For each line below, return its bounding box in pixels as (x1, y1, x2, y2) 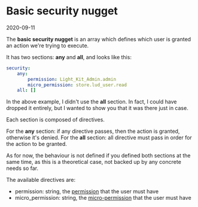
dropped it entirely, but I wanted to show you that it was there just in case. (6, 105, 188, 112)
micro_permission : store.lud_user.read (28, 82, 127, 88)
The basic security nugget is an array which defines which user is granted (6, 35, 191, 42)
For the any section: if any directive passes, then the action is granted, (6, 127, 180, 135)
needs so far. (6, 165, 39, 172)
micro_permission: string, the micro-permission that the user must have (14, 194, 191, 202)
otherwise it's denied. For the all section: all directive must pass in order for (6, 134, 193, 141)
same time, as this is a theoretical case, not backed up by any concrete (6, 159, 181, 166)
